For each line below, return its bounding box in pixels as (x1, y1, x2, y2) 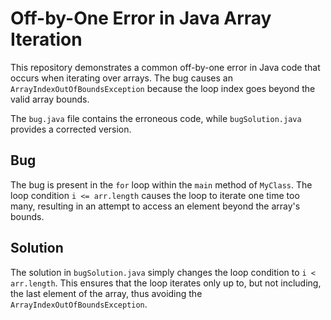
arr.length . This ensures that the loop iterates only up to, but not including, (10, 277, 322, 289)
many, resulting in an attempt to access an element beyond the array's (10, 200, 301, 212)
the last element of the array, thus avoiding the (10, 287, 203, 299)
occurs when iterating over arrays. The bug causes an (10, 72, 233, 84)
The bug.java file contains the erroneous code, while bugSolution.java (10, 112, 302, 124)
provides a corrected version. (10, 123, 132, 135)
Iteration (10, 28, 83, 51)
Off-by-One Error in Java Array (10, 7, 272, 30)
